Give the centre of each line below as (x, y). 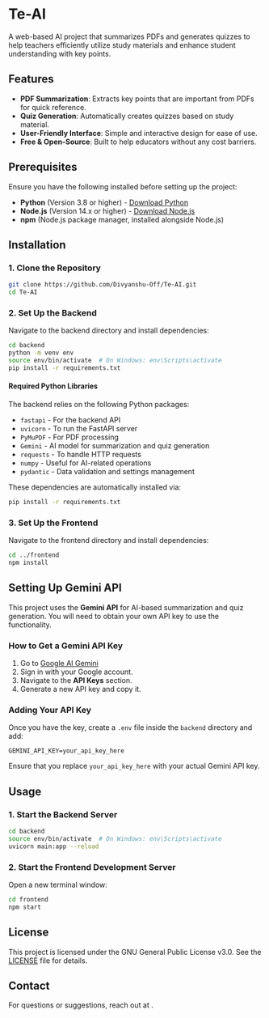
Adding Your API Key (50, 710)
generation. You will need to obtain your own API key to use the (114, 616)
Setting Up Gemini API (65, 588)
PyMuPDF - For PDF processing (69, 437)
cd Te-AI (23, 292)
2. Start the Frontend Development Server (92, 867)
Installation (37, 245)
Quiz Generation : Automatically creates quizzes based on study (127, 116)
